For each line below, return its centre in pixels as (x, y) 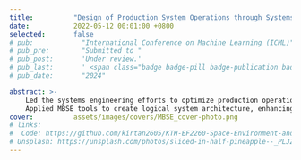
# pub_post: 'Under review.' (76, 59)
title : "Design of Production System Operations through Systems (152, 17)
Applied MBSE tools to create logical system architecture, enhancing (160, 108)
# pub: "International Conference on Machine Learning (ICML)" (152, 42)
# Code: (26, 134)
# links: (26, 125)
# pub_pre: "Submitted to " (76, 51)
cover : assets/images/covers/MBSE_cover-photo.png (124, 117)
